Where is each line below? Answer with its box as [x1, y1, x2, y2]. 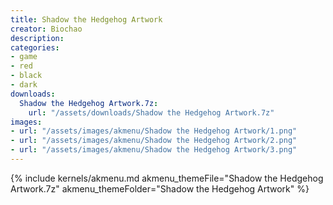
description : [10, 33, 65, 43]
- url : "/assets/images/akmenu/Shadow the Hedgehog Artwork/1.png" [10, 126, 298, 136]
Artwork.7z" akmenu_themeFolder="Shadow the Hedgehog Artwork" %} [10, 182, 310, 195]
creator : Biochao [10, 24, 83, 34]
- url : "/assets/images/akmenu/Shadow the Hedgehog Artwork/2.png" [10, 136, 298, 146]
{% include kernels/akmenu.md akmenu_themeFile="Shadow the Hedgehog [10, 172, 324, 184]
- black [10, 71, 43, 81]
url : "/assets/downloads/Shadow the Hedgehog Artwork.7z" [28, 107, 275, 118]
